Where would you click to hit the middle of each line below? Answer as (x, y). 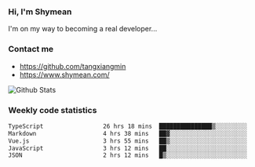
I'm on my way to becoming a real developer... (83, 29)
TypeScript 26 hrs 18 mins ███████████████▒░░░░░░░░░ (127, 126)
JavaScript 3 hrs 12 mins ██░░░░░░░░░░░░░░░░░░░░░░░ (127, 148)
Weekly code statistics (53, 110)
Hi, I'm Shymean (40, 12)
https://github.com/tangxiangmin (73, 66)
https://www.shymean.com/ (64, 74)
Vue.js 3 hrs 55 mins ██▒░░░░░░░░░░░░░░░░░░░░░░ (127, 141)
